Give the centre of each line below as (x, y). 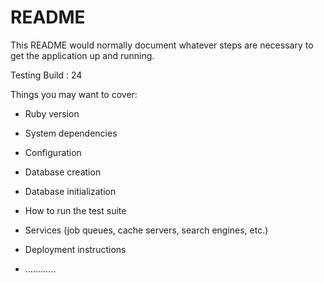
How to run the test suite (75, 210)
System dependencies (71, 133)
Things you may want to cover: (74, 94)
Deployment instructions (75, 249)
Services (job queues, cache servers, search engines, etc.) (146, 230)
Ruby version (52, 113)
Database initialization (70, 191)
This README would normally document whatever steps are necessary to (162, 45)
